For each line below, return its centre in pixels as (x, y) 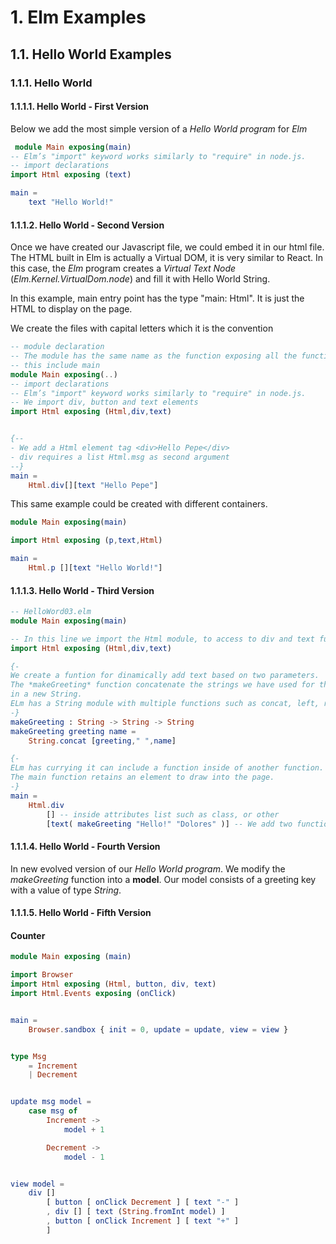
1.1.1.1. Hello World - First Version (79, 107)
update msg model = (51, 1102)
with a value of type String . (66, 890)
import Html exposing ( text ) (71, 175)
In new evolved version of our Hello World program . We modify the (148, 868)
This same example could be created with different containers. (139, 504)
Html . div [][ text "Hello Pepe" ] (93, 485)
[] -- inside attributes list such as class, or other (163, 814)
